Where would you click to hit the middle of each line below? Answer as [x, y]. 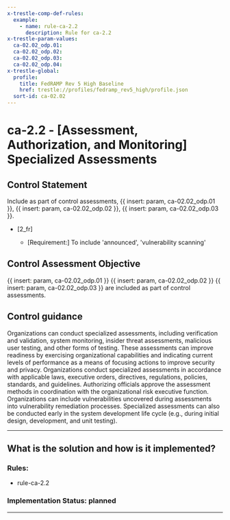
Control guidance [45, 317]
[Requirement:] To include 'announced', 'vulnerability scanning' [117, 242]
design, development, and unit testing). [62, 421]
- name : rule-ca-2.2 [49, 26]
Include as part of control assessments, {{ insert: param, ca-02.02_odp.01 [111, 201]
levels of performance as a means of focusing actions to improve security [111, 362]
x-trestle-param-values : [42, 39]
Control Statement [47, 185]
